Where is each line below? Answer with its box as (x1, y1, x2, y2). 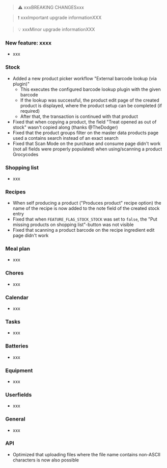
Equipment (5, 367, 33, 374)
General (5, 415, 25, 423)
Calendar (5, 293, 29, 301)
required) (20, 108, 40, 114)
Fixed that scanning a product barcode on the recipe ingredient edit (12, 227, 155, 233)
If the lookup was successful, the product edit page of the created (20, 97, 159, 103)
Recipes (5, 188, 26, 195)
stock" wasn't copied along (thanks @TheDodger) (12, 124, 118, 130)
